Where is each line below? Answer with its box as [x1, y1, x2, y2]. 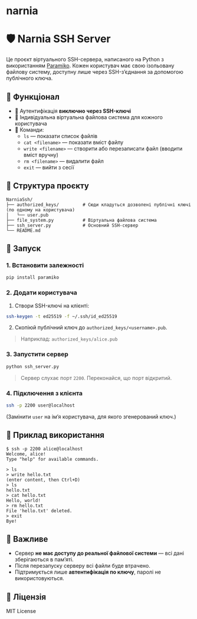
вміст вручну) [23, 151, 59, 158]
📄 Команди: [14, 126, 44, 133]
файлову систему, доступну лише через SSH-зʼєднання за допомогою [6, 68, 184, 76]
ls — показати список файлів [23, 132, 98, 139]
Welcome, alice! [6, 451, 46, 457]
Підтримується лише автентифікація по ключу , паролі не [14, 568, 161, 576]
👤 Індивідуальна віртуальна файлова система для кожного [14, 113, 163, 120]
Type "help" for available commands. [6, 456, 99, 462]
